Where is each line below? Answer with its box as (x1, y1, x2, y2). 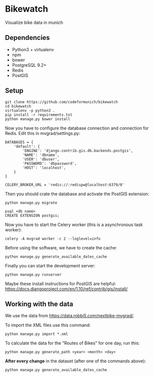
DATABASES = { (5, 140, 34, 145)
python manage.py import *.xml (5, 332, 68, 337)
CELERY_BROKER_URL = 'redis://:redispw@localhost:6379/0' (5, 182, 124, 187)
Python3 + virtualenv (12, 46, 54, 52)
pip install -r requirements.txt (5, 112, 73, 117)
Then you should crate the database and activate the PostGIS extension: (5, 191, 149, 197)
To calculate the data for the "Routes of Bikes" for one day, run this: (5, 340, 140, 346)
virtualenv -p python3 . (5, 108, 55, 113)
